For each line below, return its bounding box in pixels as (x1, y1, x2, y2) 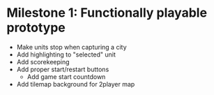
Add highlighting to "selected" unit (16, 50, 116, 59)
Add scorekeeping (16, 57, 70, 66)
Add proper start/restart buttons (16, 65, 109, 73)
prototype (6, 20, 66, 36)
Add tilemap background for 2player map (16, 80, 135, 88)
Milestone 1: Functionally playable (6, 5, 207, 21)
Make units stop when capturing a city (16, 43, 127, 51)
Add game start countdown (26, 72, 106, 81)
